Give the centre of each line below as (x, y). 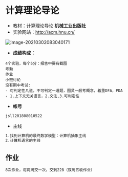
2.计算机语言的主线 (23, 140)
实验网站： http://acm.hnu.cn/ (44, 32)
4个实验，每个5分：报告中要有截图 (36, 63)
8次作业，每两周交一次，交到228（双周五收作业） (50, 170)
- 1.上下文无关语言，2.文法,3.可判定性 (42, 96)
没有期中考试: (18, 85)
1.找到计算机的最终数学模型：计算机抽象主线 (46, 136)
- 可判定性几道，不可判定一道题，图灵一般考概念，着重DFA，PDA (64, 91)
